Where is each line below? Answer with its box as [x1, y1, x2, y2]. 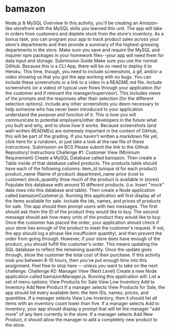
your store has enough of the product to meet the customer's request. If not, [5, 224, 165, 231]
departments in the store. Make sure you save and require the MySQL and [5, 47, 160, 53]
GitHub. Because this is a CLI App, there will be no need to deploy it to [5, 63, 152, 69]
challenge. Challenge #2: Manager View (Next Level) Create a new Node [5, 268, 157, 274]
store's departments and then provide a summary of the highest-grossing [5, 41, 159, 47]
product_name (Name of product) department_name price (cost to [5, 171, 144, 177]
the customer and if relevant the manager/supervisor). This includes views [5, 90, 161, 96]
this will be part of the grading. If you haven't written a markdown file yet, [5, 133, 159, 139]
